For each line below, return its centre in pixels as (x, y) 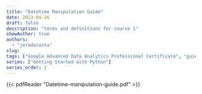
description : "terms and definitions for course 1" (72, 28)
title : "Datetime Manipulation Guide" (55, 12)
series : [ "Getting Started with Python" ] (59, 62)
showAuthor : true (28, 34)
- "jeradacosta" (32, 46)
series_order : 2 (26, 67)
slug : (13, 51)
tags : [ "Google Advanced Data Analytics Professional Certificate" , (94, 56)
